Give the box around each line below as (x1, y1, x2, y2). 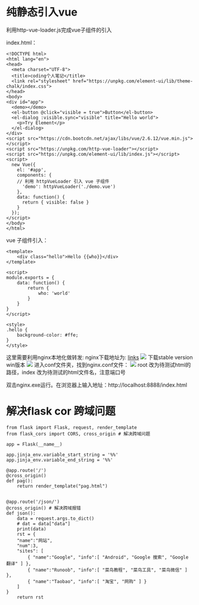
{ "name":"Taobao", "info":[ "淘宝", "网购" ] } (27, 578, 147, 585)
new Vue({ (11, 162, 36, 168)
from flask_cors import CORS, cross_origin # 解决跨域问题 (6, 431, 151, 437)
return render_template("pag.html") (17, 483, 108, 489)
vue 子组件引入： (6, 236, 49, 243)
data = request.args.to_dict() (17, 516, 95, 521)
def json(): (6, 510, 36, 516)
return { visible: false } (21, 199, 89, 205)
